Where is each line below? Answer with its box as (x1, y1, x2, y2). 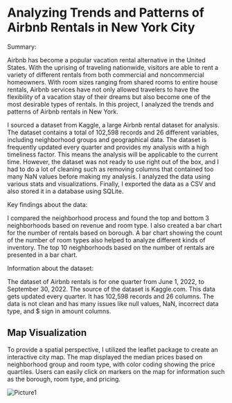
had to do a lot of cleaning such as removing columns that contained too (7, 165, 214, 173)
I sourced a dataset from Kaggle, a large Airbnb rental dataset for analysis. (7, 120, 220, 129)
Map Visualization (7, 327, 87, 339)
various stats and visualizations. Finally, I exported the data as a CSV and (7, 179, 216, 188)
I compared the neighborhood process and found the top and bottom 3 (7, 213, 210, 222)
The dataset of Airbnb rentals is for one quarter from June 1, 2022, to (7, 277, 204, 285)
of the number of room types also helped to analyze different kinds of (7, 235, 206, 244)
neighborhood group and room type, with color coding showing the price (7, 360, 215, 368)
